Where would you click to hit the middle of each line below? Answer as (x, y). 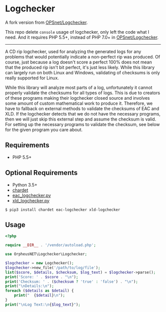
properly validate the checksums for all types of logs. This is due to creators (83, 93)
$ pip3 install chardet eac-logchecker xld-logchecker (63, 210)
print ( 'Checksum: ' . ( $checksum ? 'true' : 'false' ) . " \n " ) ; (72, 281)
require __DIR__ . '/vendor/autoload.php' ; (51, 245)
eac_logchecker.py (31, 195)
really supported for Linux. (32, 78)
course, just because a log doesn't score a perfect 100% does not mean (79, 62)
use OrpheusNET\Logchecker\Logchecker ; (46, 254)
